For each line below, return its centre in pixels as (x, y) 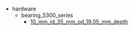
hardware (24, 9)
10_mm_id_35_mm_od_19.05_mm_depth (79, 22)
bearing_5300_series (47, 15)
